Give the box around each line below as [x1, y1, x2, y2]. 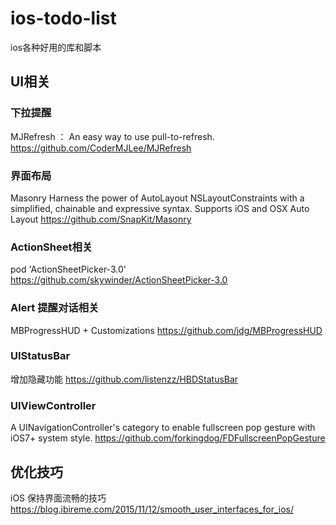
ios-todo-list [10, 7, 117, 30]
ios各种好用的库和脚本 [10, 41, 102, 53]
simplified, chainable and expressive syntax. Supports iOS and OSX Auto [10, 202, 310, 214]
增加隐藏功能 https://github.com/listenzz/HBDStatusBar [10, 373, 239, 385]
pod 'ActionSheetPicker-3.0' [10, 263, 127, 276]
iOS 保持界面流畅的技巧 [10, 492, 107, 504]
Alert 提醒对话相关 [10, 301, 100, 315]
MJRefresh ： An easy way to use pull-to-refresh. [10, 130, 215, 142]
